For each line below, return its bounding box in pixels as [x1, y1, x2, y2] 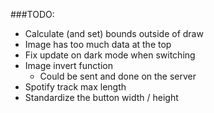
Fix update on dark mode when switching [24, 49, 196, 61]
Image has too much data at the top [24, 39, 172, 50]
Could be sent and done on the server [39, 70, 197, 82]
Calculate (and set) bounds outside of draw [24, 28, 204, 39]
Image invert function [24, 60, 113, 71]
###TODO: [10, 9, 55, 20]
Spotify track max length [24, 81, 127, 93]
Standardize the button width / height [24, 92, 179, 103]
